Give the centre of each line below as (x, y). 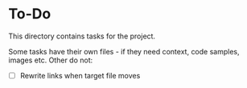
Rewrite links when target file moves (80, 75)
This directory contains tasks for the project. (82, 36)
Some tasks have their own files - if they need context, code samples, (124, 51)
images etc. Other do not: (51, 60)
